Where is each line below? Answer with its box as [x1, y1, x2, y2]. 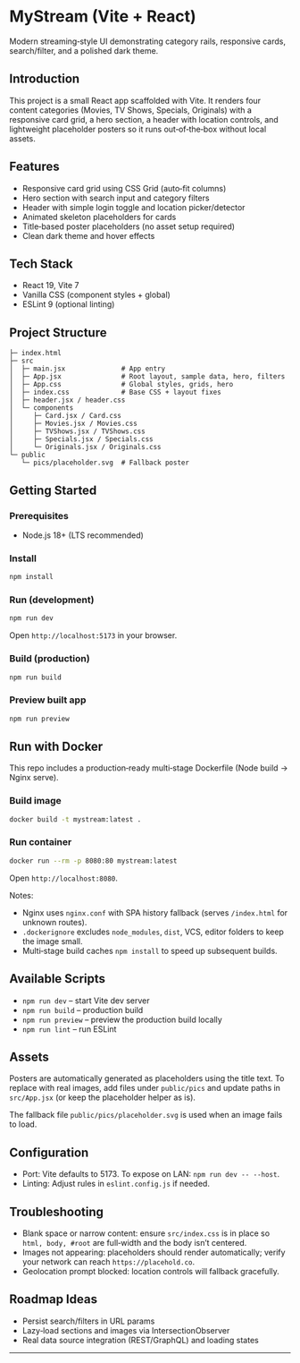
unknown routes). [21, 916, 87, 927]
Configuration [9, 1145, 89, 1160]
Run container [9, 836, 72, 848]
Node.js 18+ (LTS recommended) [21, 530, 145, 541]
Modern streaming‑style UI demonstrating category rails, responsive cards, [9, 36, 286, 47]
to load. [9, 1119, 37, 1129]
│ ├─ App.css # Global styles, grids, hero [9, 380, 234, 389]
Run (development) [9, 593, 95, 606]
